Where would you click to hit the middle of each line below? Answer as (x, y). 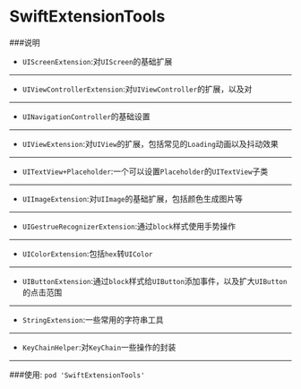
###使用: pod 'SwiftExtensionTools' (77, 375)
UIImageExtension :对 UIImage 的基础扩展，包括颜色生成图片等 (133, 198)
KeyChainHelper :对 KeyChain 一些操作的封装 (99, 347)
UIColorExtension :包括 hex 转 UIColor (87, 254)
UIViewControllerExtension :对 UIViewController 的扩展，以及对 (137, 89)
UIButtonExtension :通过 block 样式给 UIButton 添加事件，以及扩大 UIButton (155, 281)
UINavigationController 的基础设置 (86, 116)
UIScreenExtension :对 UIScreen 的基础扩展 (97, 61)
